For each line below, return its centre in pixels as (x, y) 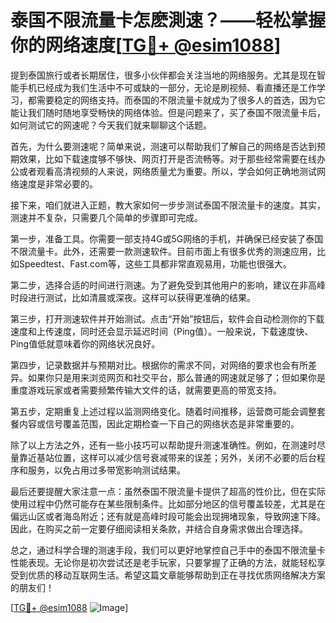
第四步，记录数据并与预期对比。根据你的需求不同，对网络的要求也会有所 (159, 365)
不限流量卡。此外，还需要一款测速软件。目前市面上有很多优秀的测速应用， (163, 251)
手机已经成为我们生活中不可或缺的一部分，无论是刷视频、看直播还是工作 (167, 87)
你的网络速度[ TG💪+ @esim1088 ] (146, 45)
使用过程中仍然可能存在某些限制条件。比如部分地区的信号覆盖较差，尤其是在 (168, 503)
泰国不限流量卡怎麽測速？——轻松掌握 (168, 20)
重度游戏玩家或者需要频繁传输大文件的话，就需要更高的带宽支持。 (146, 390)
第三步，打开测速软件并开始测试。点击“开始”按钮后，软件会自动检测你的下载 (167, 318)
